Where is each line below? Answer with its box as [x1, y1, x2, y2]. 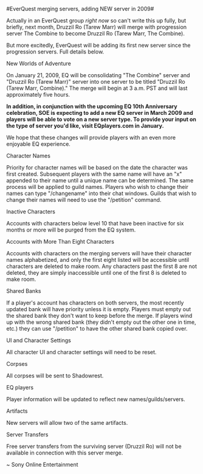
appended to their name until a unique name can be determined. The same [6, 177, 194, 184]
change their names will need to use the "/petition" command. [6, 196, 162, 203]
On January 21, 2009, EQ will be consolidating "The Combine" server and [6, 72, 190, 78]
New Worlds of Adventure [6, 60, 72, 67]
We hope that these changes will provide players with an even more [6, 134, 176, 141]
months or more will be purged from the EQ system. [6, 226, 136, 233]
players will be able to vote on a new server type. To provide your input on [6, 115, 196, 123]
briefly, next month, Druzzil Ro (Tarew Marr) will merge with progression [6, 24, 187, 30]
